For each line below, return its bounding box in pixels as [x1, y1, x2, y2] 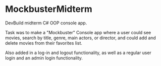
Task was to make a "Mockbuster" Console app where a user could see [5, 29, 151, 35]
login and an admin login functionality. [5, 55, 83, 61]
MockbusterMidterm [5, 3, 93, 15]
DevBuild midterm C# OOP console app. [5, 20, 87, 26]
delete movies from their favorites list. [5, 40, 83, 46]
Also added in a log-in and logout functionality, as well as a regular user [5, 50, 152, 56]
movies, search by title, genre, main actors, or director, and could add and [5, 35, 156, 41]
